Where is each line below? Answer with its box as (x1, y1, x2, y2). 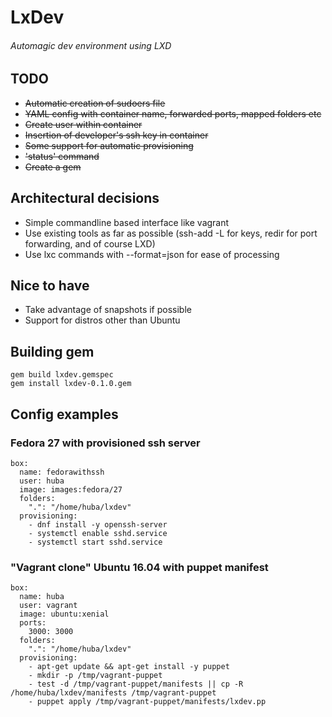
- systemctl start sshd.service (28, 537, 163, 547)
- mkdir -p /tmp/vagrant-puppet (28, 671, 163, 681)
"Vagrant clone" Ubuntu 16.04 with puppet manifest (10, 560, 269, 574)
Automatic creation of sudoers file (24, 97, 166, 109)
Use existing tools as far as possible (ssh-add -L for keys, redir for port (24, 227, 318, 239)
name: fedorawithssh (19, 467, 105, 477)
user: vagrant (19, 601, 78, 611)
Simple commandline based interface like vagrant (24, 216, 230, 228)
